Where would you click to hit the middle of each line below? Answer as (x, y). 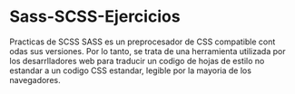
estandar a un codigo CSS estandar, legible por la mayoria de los (131, 70)
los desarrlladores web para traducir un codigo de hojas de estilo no (137, 61)
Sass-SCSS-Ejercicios (95, 17)
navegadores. (35, 80)
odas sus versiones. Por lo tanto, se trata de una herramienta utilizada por (147, 51)
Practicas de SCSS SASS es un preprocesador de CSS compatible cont (143, 42)
